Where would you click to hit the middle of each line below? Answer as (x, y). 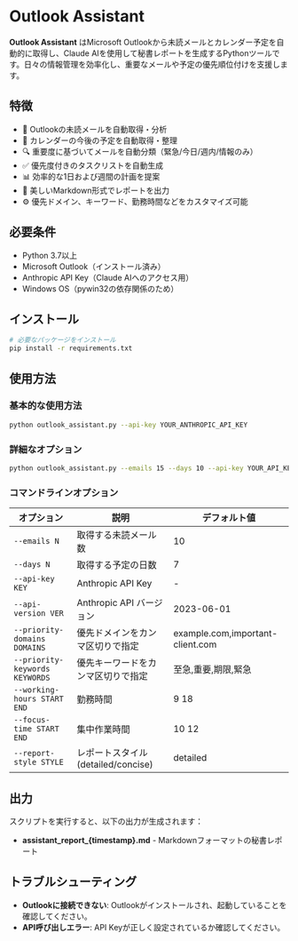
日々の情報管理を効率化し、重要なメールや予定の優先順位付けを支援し (152, 64)
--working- (36, 690)
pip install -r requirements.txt (71, 348)
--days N (32, 565)
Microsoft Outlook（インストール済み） (94, 266)
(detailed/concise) (115, 764)
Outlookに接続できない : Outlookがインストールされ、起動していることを (154, 905)
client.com (195, 644)
